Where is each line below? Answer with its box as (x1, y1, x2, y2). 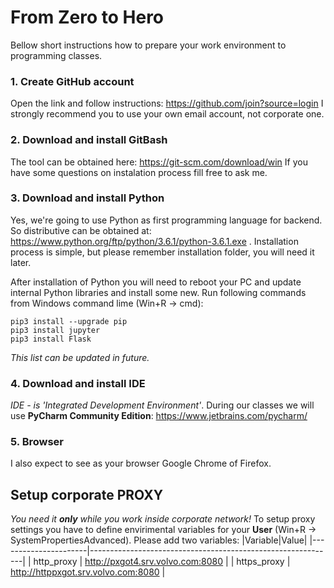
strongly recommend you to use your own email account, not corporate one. (10, 108, 325, 120)
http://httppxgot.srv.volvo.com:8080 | (10, 566, 166, 578)
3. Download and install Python (10, 191, 165, 205)
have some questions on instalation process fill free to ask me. (10, 166, 268, 178)
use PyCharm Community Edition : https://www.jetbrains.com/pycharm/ (10, 410, 308, 422)
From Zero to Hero (10, 6, 165, 29)
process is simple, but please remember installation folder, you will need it (10, 246, 315, 258)
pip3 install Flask (10, 334, 92, 344)
